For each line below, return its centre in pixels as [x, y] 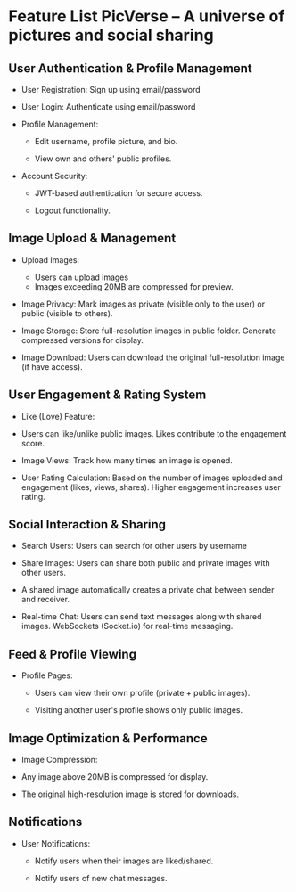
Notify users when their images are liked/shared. [124, 861]
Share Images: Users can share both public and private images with [145, 563]
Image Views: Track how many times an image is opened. [127, 460]
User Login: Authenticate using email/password [108, 107]
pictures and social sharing [111, 35]
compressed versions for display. [82, 340]
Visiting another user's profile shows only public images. [138, 710]
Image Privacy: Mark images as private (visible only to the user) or [143, 304]
